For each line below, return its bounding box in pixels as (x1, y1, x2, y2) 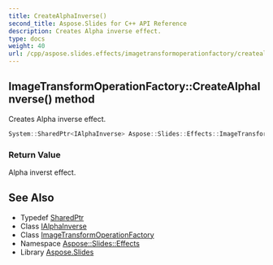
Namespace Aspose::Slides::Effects (19, 238, 141, 248)
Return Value (8, 149, 61, 160)
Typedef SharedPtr (19, 212, 84, 222)
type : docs (8, 34, 45, 43)
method (54, 93, 95, 106)
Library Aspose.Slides (19, 247, 94, 257)
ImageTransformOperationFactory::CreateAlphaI (8, 80, 261, 93)
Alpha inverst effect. (8, 167, 76, 177)
